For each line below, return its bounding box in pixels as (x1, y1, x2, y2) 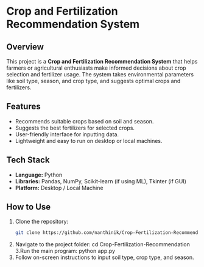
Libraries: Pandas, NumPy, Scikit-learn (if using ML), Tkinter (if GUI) (15, 177, 187, 185)
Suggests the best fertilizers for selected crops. (15, 124, 135, 131)
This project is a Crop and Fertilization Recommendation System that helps (6, 58, 198, 65)
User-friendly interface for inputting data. (15, 130, 119, 138)
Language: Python (15, 171, 63, 178)
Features (6, 101, 41, 112)
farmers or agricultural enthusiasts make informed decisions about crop (6, 64, 187, 71)
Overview (6, 42, 44, 52)
